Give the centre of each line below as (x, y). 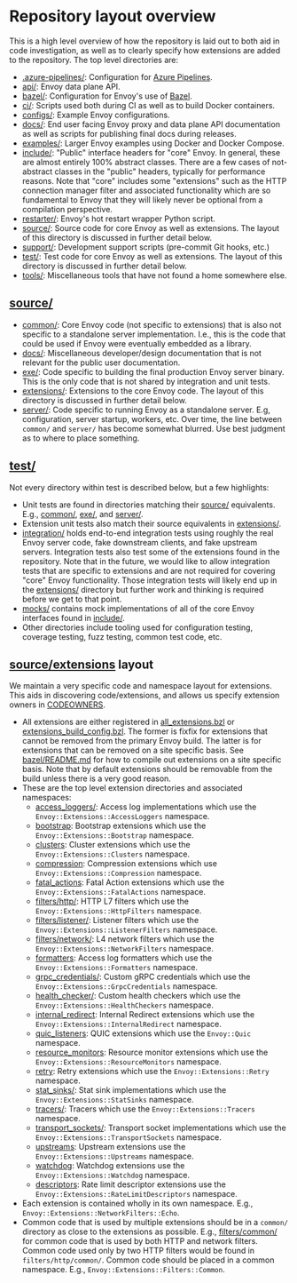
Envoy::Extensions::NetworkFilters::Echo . (101, 1213)
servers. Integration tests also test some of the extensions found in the (151, 552)
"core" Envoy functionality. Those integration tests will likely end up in (149, 580)
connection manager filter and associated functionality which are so (146, 190)
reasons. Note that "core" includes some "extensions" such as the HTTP (154, 180)
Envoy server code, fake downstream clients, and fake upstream (140, 542)
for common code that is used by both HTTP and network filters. (140, 1241)
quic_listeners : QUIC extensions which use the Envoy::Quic (143, 1033)
